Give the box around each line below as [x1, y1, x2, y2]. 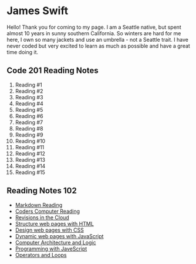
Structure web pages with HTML [15, 220, 94, 227]
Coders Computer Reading [15, 208, 80, 215]
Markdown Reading [15, 201, 63, 208]
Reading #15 [15, 169, 46, 176]
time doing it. [6, 48, 39, 55]
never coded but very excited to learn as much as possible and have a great [6, 42, 190, 49]
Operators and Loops [15, 251, 67, 258]
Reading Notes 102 [6, 186, 77, 196]
